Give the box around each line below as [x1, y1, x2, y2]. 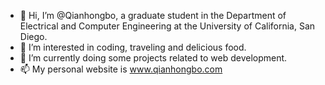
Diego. [19, 31, 48, 42]
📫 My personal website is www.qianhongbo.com [19, 63, 223, 75]
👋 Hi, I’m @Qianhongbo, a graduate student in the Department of [19, 10, 287, 21]
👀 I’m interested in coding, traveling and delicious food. [19, 41, 247, 53]
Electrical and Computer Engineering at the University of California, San [19, 20, 316, 32]
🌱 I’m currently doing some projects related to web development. [19, 52, 288, 64]
